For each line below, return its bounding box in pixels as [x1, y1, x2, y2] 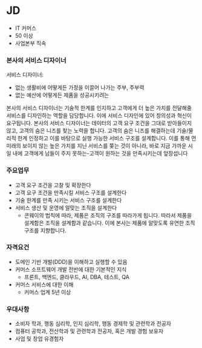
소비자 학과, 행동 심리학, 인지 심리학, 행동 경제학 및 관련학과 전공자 [15, 320, 171, 327]
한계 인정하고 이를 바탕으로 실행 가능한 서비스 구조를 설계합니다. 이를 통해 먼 [17, 134, 197, 142]
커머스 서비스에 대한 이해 [15, 281, 74, 288]
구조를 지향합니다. [24, 226, 67, 234]
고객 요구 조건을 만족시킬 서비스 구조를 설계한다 [15, 189, 127, 196]
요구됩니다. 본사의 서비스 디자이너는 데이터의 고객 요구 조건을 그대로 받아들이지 [6, 119, 192, 127]
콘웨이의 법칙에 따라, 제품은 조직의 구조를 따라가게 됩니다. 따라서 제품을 [24, 211, 192, 218]
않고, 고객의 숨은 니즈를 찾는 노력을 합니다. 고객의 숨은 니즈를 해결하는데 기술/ [6, 127, 189, 134]
